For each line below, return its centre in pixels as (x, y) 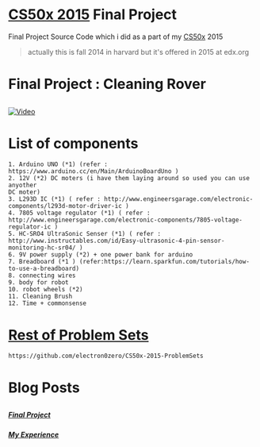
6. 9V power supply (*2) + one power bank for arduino (101, 255)
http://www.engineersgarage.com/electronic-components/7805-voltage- (126, 220)
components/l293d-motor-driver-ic (65, 206)
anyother (23, 185)
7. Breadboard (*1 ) (42, 262)
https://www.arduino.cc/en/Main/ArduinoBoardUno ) (94, 171)
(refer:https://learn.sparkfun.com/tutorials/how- (164, 262)
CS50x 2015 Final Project (92, 15)
